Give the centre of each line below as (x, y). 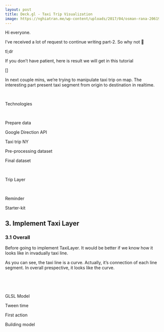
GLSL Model (18, 296)
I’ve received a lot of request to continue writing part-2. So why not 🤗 (74, 42)
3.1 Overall (18, 237)
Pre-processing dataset (29, 151)
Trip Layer (15, 180)
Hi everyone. (18, 33)
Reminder (15, 199)
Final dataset (18, 161)
